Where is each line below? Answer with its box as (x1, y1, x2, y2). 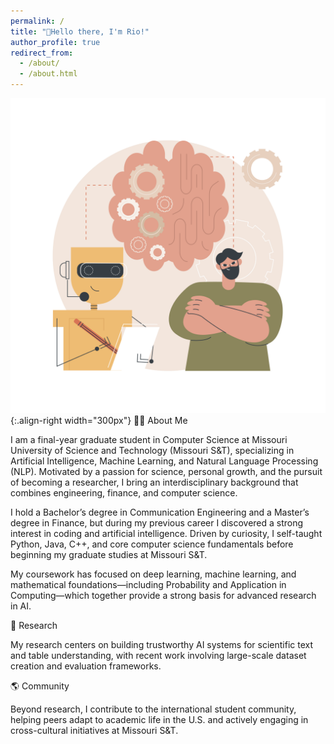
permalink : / (10, 16, 65, 26)
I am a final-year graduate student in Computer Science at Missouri (10, 434, 288, 445)
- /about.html (19, 69, 78, 79)
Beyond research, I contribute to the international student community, (10, 703, 297, 715)
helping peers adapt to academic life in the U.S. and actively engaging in (10, 714, 309, 725)
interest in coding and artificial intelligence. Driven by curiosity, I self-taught (10, 528, 323, 539)
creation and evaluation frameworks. (10, 660, 162, 672)
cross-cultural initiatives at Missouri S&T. (10, 725, 179, 736)
